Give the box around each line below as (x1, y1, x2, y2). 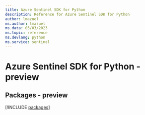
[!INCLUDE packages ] (5, 104, 50, 110)
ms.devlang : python (5, 35, 46, 40)
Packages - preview (5, 91, 68, 100)
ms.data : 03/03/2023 (5, 26, 48, 31)
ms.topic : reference (5, 30, 48, 35)
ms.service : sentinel (5, 40, 50, 45)
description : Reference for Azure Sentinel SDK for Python (5, 12, 130, 17)
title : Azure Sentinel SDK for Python (5, 7, 85, 12)
